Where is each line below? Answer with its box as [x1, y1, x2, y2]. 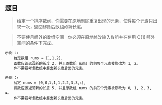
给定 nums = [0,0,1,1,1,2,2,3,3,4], [14, 80, 86, 85]
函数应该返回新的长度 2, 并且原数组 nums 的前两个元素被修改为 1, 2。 [14, 61, 141, 66]
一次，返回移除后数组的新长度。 [21, 24, 85, 29]
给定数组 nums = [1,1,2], [14, 55, 63, 61]
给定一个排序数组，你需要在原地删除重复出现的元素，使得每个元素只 [16, 18, 153, 24]
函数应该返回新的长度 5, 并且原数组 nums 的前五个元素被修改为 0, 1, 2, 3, [14, 85, 152, 90]
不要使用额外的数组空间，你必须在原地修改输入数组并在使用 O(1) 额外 [16, 34, 155, 39]
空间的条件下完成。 [16, 40, 56, 46]
